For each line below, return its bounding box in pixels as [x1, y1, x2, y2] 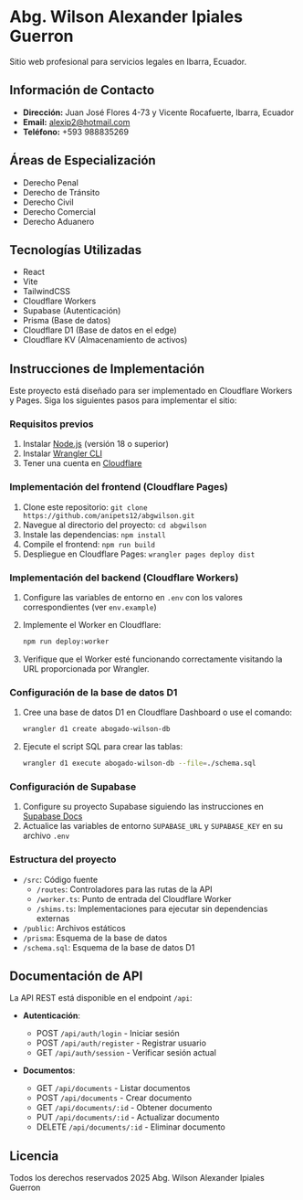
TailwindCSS [22, 286, 71, 297]
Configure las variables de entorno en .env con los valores [22, 592, 244, 603]
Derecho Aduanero [22, 216, 95, 227]
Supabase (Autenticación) [22, 305, 121, 316]
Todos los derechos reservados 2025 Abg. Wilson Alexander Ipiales [9, 1173, 265, 1184]
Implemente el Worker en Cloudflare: [22, 620, 162, 631]
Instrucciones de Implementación [9, 361, 205, 377]
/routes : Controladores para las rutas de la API [36, 884, 213, 895]
